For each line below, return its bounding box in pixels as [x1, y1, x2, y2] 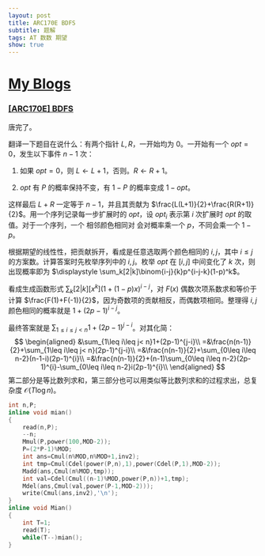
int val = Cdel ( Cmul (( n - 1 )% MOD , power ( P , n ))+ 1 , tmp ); [22, 475, 190, 482]
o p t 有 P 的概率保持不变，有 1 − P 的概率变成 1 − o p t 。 [19, 183, 195, 192]
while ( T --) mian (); [22, 533, 83, 542]
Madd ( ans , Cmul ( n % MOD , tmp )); [22, 467, 115, 475]
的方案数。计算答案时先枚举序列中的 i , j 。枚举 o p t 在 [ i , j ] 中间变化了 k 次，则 [8, 257, 256, 267]
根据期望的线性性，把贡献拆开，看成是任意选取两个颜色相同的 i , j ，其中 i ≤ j [8, 247, 253, 257]
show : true [8, 41, 44, 49]
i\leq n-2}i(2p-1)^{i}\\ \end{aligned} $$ [100, 361, 225, 372]
